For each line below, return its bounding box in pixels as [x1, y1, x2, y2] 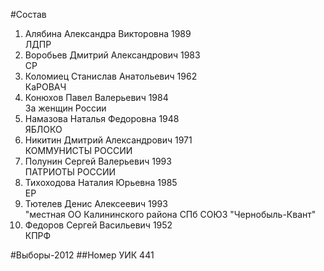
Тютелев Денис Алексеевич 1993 [24, 198, 168, 209]
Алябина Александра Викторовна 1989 [24, 28, 192, 39]
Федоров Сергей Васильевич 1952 [24, 219, 173, 231]
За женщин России [24, 102, 107, 114]
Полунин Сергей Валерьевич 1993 [24, 155, 172, 167]
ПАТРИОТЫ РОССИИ [24, 166, 117, 178]
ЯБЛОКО [24, 124, 63, 135]
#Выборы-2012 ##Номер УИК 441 [10, 249, 155, 261]
